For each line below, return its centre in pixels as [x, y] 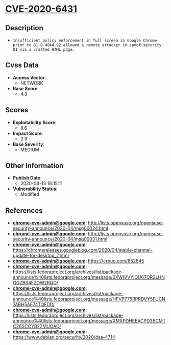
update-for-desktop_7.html [41, 256]
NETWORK [32, 83]
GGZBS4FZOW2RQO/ [35, 283]
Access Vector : [29, 77]
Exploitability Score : [34, 122]
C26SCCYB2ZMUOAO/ [37, 327]
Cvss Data [22, 65]
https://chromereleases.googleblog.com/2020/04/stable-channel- [83, 250]
